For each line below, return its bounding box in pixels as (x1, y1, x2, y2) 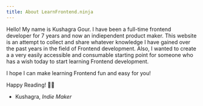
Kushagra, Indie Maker (15, 93, 72, 100)
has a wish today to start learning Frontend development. (6, 58, 149, 65)
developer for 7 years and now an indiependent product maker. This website (6, 31, 197, 39)
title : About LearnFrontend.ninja (6, 8, 94, 15)
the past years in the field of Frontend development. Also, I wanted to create (6, 45, 197, 52)
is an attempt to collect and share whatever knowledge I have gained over (6, 38, 191, 45)
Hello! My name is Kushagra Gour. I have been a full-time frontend (6, 25, 171, 33)
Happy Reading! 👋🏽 (6, 81, 55, 88)
